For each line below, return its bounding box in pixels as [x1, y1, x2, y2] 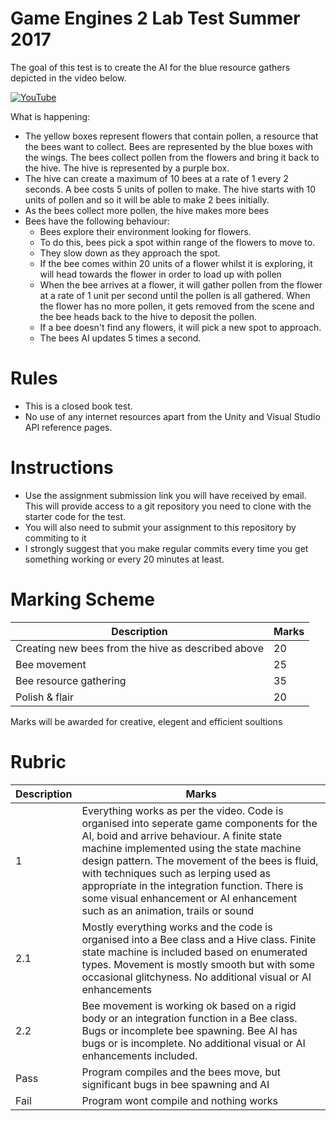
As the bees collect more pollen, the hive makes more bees [24, 204, 270, 216]
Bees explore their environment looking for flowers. [39, 225, 252, 237]
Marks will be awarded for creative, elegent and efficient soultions [10, 715, 283, 727]
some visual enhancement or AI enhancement [81, 891, 298, 905]
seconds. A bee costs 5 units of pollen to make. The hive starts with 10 [24, 183, 317, 195]
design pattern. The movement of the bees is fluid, [81, 853, 319, 867]
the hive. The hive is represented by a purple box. [24, 162, 230, 174]
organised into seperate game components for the [81, 816, 318, 830]
